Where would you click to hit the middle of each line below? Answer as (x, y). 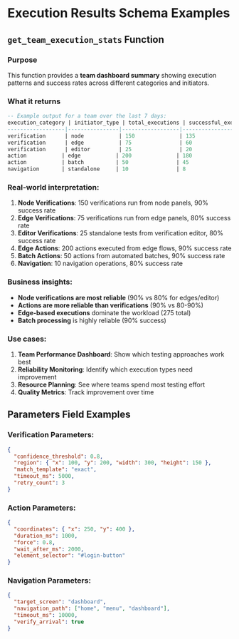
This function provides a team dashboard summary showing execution (112, 75)
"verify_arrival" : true (49, 622)
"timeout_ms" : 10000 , (46, 615)
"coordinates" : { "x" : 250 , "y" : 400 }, (74, 529)
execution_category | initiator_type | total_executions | (97, 123)
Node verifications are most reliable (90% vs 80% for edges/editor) (118, 297)
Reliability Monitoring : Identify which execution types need (105, 369)
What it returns (34, 101)
